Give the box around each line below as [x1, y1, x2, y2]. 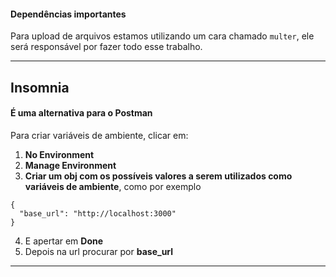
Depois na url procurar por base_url [24, 245, 174, 257]
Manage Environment [24, 159, 117, 171]
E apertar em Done [24, 235, 104, 247]
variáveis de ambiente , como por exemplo [24, 180, 202, 192]
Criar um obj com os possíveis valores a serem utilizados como [24, 170, 293, 182]
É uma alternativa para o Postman [10, 107, 153, 119]
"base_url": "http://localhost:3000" [19, 208, 177, 219]
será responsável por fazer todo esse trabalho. [10, 41, 203, 53]
